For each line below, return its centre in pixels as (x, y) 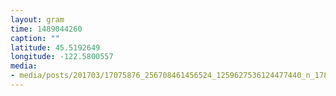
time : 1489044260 (46, 29)
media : (24, 66)
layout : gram (37, 19)
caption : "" (35, 38)
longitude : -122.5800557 (62, 57)
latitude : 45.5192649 (55, 47)
